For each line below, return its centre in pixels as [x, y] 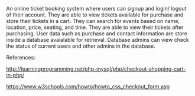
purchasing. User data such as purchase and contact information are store [97, 34]
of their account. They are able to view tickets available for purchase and [95, 15]
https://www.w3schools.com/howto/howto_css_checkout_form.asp [88, 87]
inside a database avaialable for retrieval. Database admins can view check [97, 40]
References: [21, 57]
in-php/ [15, 75]
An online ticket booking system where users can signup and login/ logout [96, 9]
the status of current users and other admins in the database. [81, 46]
